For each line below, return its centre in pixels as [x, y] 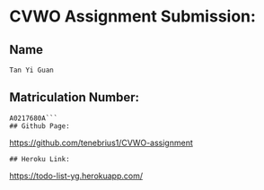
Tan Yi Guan [31, 70]
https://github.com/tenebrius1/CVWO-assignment [101, 142]
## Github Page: [40, 126]
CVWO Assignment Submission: [132, 17]
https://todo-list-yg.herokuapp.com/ [76, 176]
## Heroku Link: [40, 159]
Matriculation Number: [74, 97]
